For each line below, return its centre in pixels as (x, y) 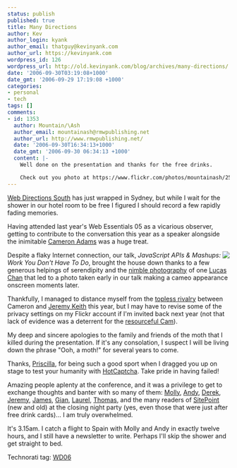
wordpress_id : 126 (34, 60)
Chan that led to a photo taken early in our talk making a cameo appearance (117, 277)
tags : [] (20, 106)
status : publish (31, 14)
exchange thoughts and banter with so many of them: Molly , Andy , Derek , (114, 392)
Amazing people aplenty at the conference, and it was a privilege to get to (115, 385)
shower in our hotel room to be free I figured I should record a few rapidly (114, 205)
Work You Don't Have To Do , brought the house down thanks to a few (109, 263)
